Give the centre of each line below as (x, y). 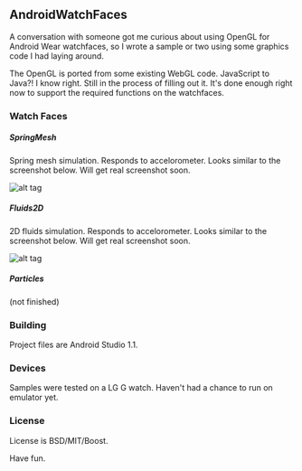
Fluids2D (27, 208)
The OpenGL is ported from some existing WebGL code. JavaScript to (139, 73)
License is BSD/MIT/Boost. (59, 440)
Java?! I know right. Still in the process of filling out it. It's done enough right (151, 83)
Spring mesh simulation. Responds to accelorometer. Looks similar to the (145, 160)
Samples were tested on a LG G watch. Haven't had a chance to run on (141, 388)
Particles (27, 278)
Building (28, 325)
